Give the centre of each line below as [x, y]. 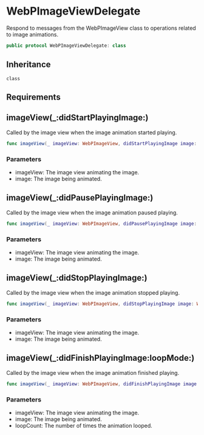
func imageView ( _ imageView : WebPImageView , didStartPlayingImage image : [102, 143]
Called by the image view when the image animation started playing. [92, 132]
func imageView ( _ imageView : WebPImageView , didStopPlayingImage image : [100, 304]
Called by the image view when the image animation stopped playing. [93, 292]
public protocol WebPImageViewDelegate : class [66, 46]
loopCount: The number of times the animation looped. [84, 425]
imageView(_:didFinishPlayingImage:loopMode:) [100, 358]
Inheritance [29, 65]
